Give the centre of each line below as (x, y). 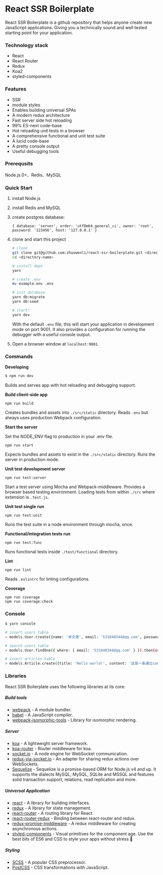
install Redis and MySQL (36, 208)
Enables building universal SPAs (44, 110)
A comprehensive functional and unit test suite (58, 136)
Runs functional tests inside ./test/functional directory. (62, 551)
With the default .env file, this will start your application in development (83, 324)
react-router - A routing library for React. (53, 813)
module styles (26, 105)
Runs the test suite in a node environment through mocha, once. (69, 524)
